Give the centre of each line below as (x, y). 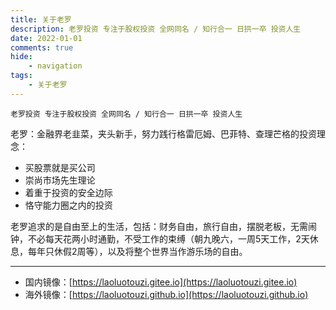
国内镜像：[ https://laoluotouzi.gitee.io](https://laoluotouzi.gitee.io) (161, 282)
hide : (21, 57)
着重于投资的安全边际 (68, 192)
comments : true (42, 47)
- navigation (55, 66)
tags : (21, 76)
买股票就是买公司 (60, 167)
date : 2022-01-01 (46, 38)
